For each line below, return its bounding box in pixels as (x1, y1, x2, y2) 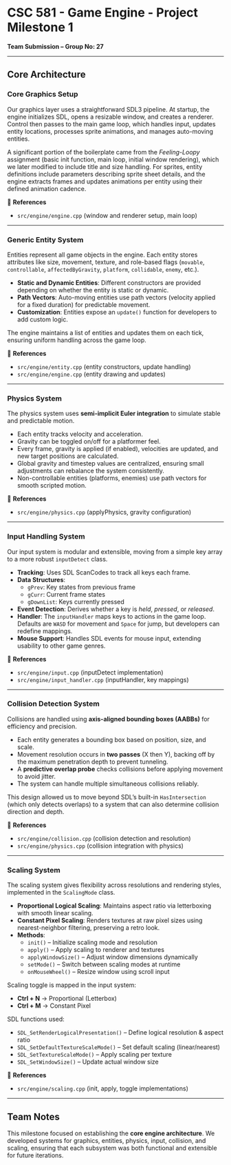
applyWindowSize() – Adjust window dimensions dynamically (27, 953, 198, 962)
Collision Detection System (7, 699, 100, 708)
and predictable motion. (7, 417, 75, 425)
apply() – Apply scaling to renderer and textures (27, 946, 165, 954)
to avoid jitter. (16, 772, 56, 780)
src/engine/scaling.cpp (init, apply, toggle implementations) (16, 1084, 189, 1093)
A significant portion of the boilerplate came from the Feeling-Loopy (7, 148, 201, 156)
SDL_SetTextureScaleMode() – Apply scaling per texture (16, 1051, 172, 1059)
